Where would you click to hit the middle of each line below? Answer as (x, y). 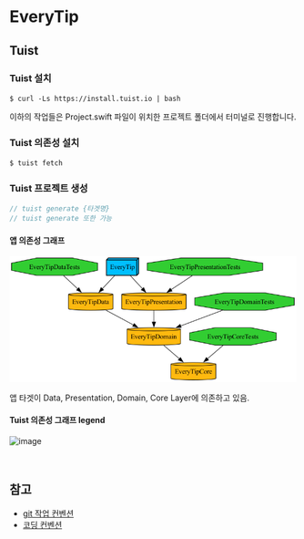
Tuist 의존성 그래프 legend (57, 420)
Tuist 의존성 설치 (45, 142)
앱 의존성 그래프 (37, 240)
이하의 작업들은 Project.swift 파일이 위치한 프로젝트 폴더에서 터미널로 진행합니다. (153, 117)
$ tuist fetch (36, 163)
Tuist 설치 (30, 78)
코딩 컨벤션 (42, 524)
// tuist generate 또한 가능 (61, 219)
